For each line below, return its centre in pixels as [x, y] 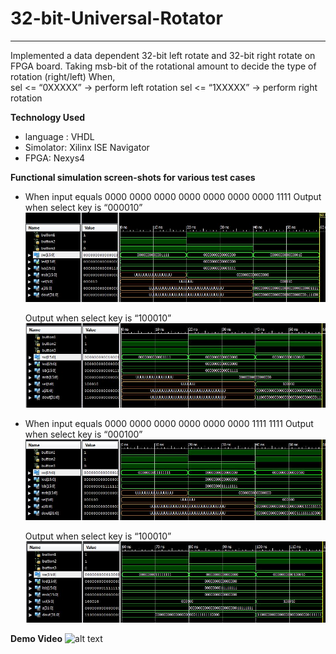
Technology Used [48, 117]
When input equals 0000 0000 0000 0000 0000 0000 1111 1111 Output [169, 424]
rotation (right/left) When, [63, 76]
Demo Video [36, 638]
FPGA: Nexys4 [55, 158]
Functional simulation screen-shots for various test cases [133, 177]
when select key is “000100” [83, 434]
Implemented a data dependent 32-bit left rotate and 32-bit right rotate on [163, 55]
